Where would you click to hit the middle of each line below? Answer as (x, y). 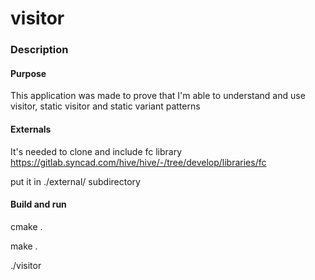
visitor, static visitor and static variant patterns (105, 106)
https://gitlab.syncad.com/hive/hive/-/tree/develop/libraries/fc (138, 162)
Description (39, 50)
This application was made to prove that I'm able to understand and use (158, 96)
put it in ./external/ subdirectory (75, 181)
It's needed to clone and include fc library (96, 151)
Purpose (28, 73)
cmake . (26, 226)
